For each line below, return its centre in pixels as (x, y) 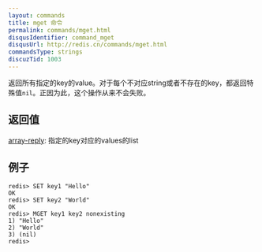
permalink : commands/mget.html (60, 30)
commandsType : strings (45, 52)
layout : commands (37, 15)
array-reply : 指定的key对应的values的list (73, 140)
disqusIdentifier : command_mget (61, 37)
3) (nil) (22, 234)
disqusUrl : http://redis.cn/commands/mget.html (88, 45)
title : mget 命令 (36, 23)
